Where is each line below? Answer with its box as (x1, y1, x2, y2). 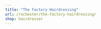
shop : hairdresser (5, 16, 43, 21)
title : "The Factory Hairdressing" (5, 7, 79, 12)
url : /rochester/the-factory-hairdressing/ (5, 12, 97, 17)
